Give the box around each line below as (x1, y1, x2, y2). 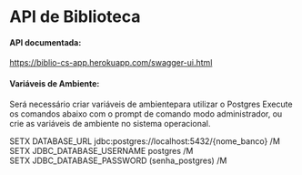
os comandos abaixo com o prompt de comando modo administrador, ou (9, 108, 283, 119)
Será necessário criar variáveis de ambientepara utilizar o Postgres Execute (9, 98, 293, 109)
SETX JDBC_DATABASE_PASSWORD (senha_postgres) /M (9, 155, 227, 166)
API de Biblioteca (9, 6, 141, 27)
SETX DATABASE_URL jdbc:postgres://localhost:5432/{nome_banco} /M (9, 135, 280, 147)
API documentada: (9, 36, 82, 47)
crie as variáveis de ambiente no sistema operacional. (9, 118, 211, 129)
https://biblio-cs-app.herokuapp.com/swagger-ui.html (9, 57, 213, 68)
